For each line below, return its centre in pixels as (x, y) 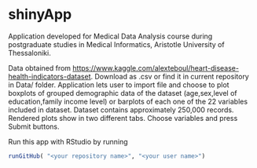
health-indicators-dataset (50, 76)
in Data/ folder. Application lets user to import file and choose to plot (119, 85)
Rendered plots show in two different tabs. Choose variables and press (123, 118)
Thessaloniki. (29, 53)
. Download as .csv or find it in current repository (169, 76)
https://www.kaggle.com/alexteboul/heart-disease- (156, 68)
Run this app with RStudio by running (68, 141)
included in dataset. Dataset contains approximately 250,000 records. (121, 110)
